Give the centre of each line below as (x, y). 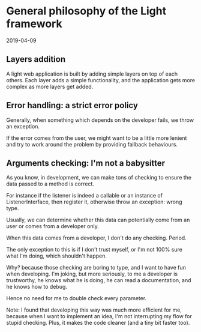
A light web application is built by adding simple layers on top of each (92, 74)
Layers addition (36, 59)
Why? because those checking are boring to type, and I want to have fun (96, 268)
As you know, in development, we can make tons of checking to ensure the (99, 178)
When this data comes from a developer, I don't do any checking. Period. (97, 238)
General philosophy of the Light (86, 11)
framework (34, 24)
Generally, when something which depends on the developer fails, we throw (100, 120)
